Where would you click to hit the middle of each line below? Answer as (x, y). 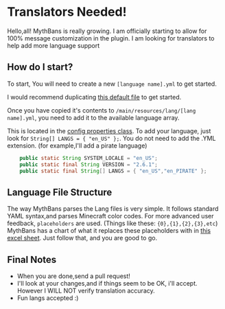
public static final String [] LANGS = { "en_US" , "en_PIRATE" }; (113, 171)
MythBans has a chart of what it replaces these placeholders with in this (109, 231)
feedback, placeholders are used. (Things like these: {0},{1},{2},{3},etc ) (113, 223)
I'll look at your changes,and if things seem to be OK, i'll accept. (107, 283)
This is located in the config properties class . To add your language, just (109, 130)
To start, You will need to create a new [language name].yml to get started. (112, 84)
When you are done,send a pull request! (73, 276)
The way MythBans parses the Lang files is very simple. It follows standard (113, 209)
